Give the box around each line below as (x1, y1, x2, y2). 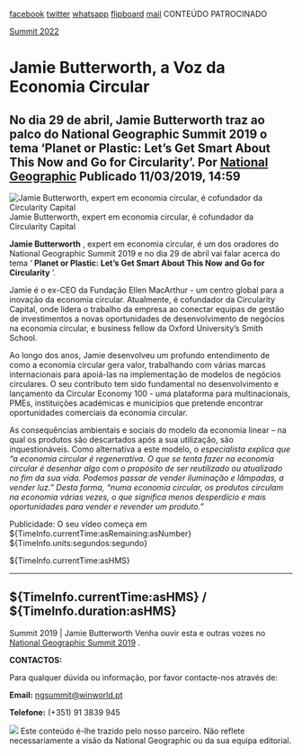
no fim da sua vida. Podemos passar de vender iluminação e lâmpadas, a (9, 472, 285, 483)
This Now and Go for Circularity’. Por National (9, 154, 269, 170)
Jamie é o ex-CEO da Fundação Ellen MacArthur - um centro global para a (9, 284, 285, 295)
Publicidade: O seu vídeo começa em (9, 518, 148, 529)
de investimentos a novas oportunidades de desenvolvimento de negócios (9, 313, 285, 324)
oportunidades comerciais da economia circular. (9, 408, 189, 418)
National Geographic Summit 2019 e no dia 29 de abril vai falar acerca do (9, 248, 280, 258)
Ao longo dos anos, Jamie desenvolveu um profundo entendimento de (9, 350, 271, 360)
